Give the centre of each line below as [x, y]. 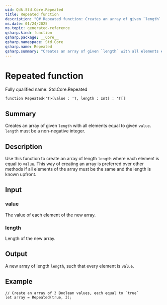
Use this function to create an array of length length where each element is [82, 159]
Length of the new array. [30, 239]
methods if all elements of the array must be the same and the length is [78, 169]
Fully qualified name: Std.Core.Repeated [46, 89]
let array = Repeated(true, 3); [39, 297]
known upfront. [21, 175]
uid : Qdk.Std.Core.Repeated [34, 10]
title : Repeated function [32, 14]
